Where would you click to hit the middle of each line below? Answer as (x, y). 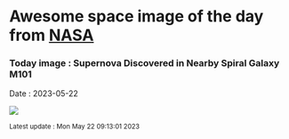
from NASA (52, 35)
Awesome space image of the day (136, 16)
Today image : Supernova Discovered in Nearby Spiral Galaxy (144, 63)
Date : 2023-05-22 (44, 94)
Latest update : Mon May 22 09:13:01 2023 (75, 127)
